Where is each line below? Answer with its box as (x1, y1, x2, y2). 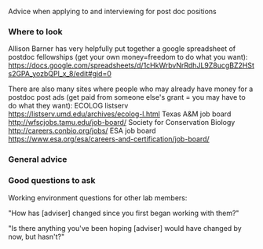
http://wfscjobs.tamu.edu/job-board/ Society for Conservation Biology (8, 118, 236, 127)
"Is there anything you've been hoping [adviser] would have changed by (8, 223, 242, 233)
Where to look (8, 26, 63, 37)
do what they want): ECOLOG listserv (8, 101, 129, 111)
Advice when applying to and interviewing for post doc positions (8, 7, 217, 16)
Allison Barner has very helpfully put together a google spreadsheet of (8, 44, 236, 53)
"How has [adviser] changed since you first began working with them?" (8, 208, 239, 218)
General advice (8, 154, 68, 165)
